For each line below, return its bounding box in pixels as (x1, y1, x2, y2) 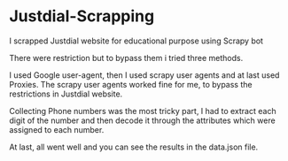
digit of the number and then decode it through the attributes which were (9, 115, 276, 126)
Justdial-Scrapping (9, 6, 155, 27)
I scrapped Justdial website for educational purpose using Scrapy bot (9, 35, 264, 46)
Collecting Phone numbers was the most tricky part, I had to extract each (9, 105, 276, 116)
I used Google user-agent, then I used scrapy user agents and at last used (9, 69, 280, 80)
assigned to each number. (9, 124, 105, 134)
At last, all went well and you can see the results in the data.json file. (9, 142, 259, 152)
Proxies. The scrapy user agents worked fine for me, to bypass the (9, 79, 253, 89)
